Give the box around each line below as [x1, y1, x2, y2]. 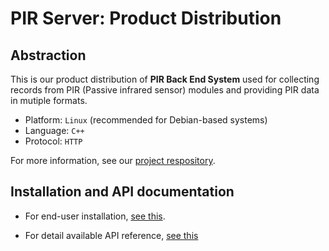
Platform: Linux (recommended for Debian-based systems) [24, 114, 268, 126]
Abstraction [10, 47, 87, 64]
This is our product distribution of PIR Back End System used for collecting [10, 73, 320, 85]
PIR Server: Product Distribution [10, 7, 282, 30]
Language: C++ [24, 125, 85, 136]
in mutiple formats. [10, 95, 88, 106]
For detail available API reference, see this [24, 229, 199, 241]
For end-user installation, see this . [24, 210, 166, 222]
